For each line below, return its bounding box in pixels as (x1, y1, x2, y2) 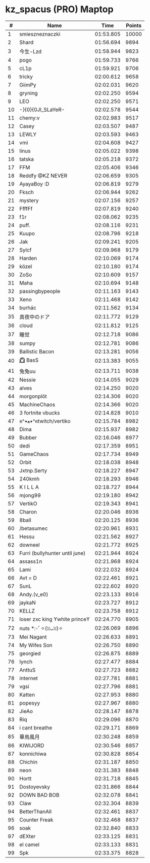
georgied (19, 650, 41, 657)
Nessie (19, 376, 36, 383)
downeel (19, 541, 40, 548)
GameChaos (19, 451, 49, 458)
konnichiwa (19, 750, 47, 757)
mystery (19, 197, 39, 204)
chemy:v (19, 114, 40, 121)
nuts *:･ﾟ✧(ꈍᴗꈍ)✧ (19, 625, 63, 632)
